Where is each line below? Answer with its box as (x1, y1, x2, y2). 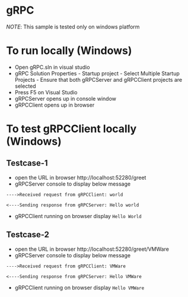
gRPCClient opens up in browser (14, 101, 95, 108)
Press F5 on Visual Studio (14, 88, 78, 95)
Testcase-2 (6, 229, 49, 240)
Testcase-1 (6, 158, 49, 168)
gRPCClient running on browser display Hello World (14, 212, 142, 219)
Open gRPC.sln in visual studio (14, 63, 90, 71)
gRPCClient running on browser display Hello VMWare (14, 284, 145, 291)
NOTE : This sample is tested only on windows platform (6, 23, 140, 30)
